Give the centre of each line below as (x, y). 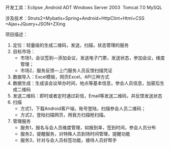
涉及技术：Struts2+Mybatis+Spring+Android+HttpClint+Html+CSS (75, 18)
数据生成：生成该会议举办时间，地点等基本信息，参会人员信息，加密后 (86, 83)
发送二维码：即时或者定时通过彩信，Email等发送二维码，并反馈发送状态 (88, 96)
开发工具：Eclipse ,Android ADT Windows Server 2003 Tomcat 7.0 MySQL (84, 7)
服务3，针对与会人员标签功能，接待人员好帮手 (68, 140)
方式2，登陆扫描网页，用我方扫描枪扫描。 (64, 115)
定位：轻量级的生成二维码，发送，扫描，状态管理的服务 (70, 45)
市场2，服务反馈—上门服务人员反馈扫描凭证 (66, 70)
